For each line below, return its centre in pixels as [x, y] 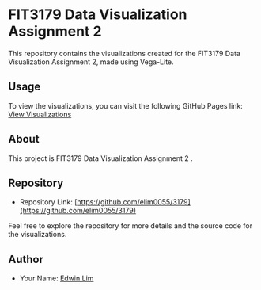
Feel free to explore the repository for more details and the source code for [130, 226]
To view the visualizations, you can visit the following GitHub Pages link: [125, 105]
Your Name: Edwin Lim [57, 278]
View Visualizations [40, 114]
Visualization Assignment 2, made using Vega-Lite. [91, 62]
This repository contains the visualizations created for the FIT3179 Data [125, 53]
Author [26, 259]
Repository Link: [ [48, 202]
